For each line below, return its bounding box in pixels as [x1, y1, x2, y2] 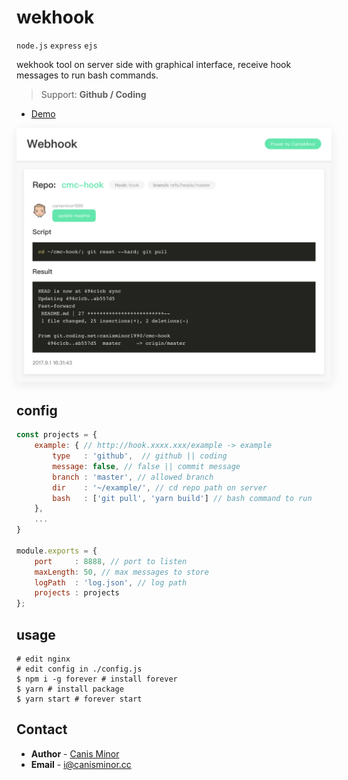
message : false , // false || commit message [52, 461, 241, 471]
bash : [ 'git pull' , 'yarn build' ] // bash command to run [52, 493, 313, 503]
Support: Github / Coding [40, 88, 147, 100]
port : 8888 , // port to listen [34, 556, 188, 566]
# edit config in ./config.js [16, 664, 143, 674]
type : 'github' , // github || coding [52, 451, 228, 461]
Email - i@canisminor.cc [30, 758, 132, 770]
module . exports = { [16, 546, 98, 556]
